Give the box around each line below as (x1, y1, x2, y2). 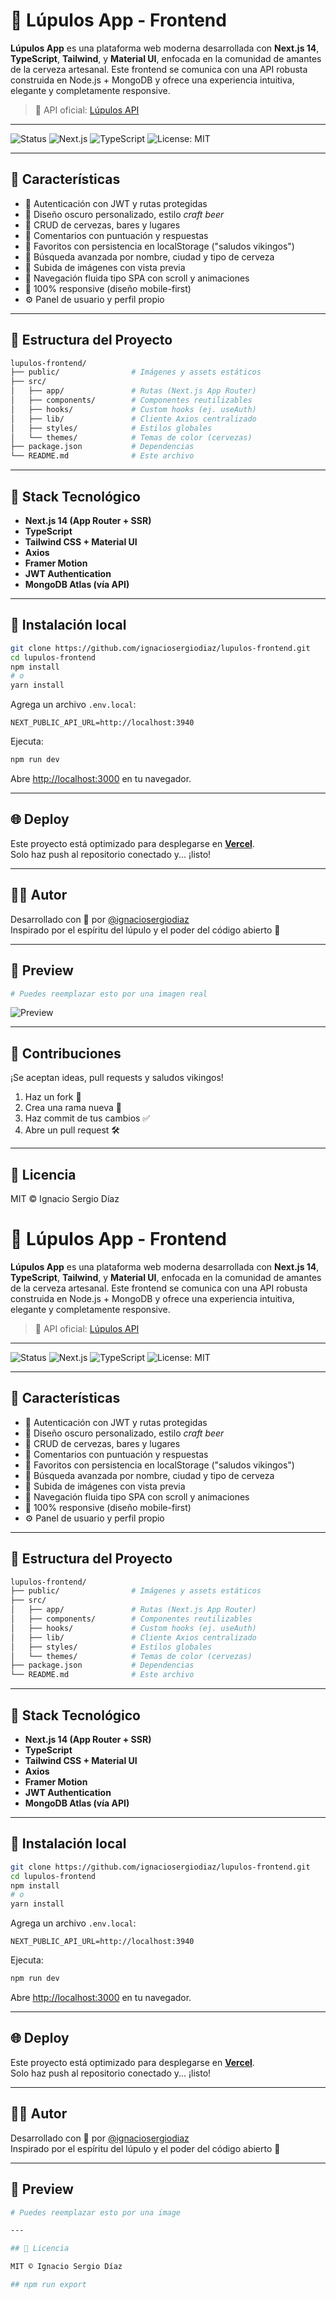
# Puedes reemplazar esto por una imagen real (10, 989, 208, 999)
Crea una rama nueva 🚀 (24, 1102, 122, 1114)
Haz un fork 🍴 (24, 1091, 82, 1103)
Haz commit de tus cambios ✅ (24, 1112, 151, 1124)
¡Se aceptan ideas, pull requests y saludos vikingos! (10, 1072, 224, 1084)
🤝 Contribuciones (10, 1045, 122, 1062)
